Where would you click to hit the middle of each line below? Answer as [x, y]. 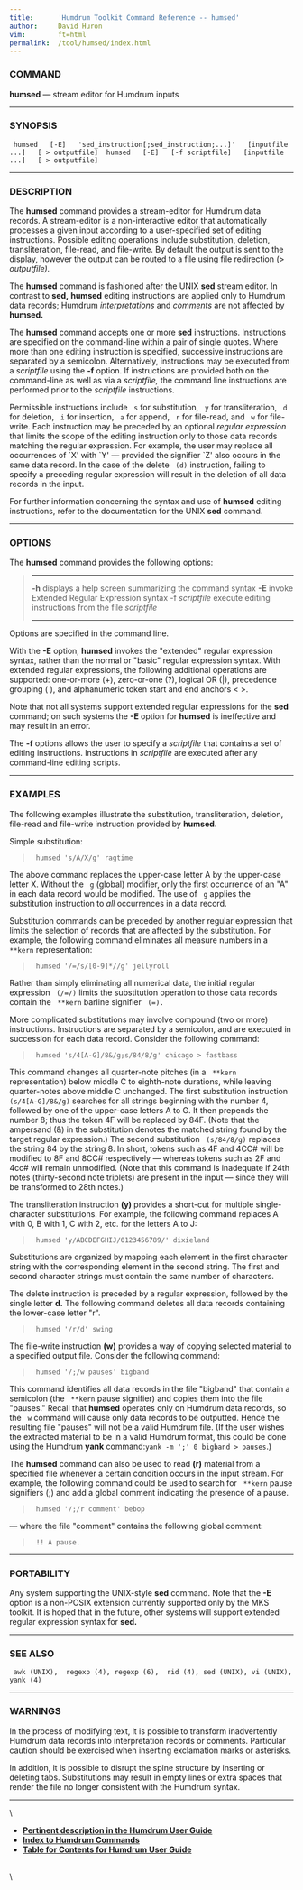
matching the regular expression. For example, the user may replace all [141, 446]
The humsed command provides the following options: [111, 562]
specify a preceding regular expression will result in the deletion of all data [148, 475]
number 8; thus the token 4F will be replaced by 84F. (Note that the [134, 1120]
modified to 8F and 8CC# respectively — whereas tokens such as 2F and [145, 1158]
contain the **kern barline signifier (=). [87, 1001]
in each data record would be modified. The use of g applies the [130, 893]
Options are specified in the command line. [89, 633]
